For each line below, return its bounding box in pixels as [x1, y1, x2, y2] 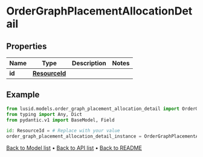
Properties [6, 41, 47, 51]
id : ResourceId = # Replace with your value [6, 128, 120, 134]
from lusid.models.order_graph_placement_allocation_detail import [6, 106, 180, 112]
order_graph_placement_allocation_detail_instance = [6, 133, 142, 139]
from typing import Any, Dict [6, 111, 83, 117]
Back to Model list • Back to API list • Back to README [6, 144, 142, 152]
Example [6, 89, 40, 100]
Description [71, 59, 107, 67]
